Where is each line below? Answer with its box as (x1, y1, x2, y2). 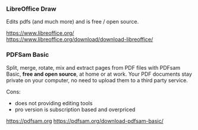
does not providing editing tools (14, 99, 93, 106)
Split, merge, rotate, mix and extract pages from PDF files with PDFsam (6, 64, 181, 71)
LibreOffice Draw (6, 5, 56, 13)
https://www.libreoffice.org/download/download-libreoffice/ (6, 36, 153, 43)
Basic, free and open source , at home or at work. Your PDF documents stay (6, 70, 192, 77)
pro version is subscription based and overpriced (14, 106, 136, 113)
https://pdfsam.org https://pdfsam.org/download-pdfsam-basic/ (6, 117, 164, 124)
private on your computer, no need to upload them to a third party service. (6, 76, 188, 84)
